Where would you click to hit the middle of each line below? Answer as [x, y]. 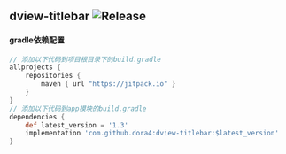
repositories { [53, 76]
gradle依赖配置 [37, 40]
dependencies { [37, 117]
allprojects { [35, 67]
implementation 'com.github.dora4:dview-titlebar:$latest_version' [152, 134]
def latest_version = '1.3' [77, 125]
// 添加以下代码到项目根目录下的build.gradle [85, 59]
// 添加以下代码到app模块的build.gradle [78, 108]
